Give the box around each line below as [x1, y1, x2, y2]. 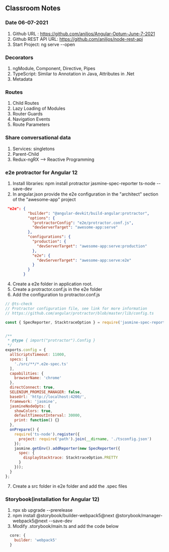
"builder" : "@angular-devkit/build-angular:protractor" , [27, 211, 150, 216]
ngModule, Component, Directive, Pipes [12, 65, 96, 71]
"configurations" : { [27, 234, 71, 239]
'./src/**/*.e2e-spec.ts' [14, 361, 69, 366]
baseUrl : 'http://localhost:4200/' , [10, 394, 87, 399]
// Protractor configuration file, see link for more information [5, 306, 147, 311]
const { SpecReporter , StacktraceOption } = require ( [5, 320, 121, 325]
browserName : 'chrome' [14, 376, 62, 381]
